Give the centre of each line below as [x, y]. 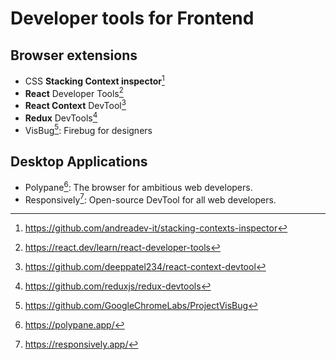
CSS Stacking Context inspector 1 [94, 80]
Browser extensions [74, 55]
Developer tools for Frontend [132, 18]
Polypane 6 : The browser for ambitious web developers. [138, 186]
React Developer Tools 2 [74, 92]
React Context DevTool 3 [75, 104]
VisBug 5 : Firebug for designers [88, 129]
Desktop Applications [79, 161]
